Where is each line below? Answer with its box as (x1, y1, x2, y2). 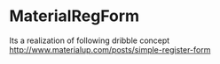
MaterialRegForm (9, 6, 140, 26)
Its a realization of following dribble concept (9, 35, 170, 46)
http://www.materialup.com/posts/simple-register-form (9, 44, 211, 54)
